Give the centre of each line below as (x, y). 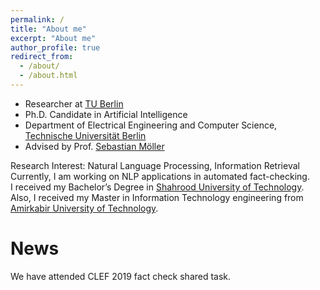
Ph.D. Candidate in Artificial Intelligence (106, 114)
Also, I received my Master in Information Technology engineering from (157, 197)
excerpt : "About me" (53, 38)
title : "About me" (48, 29)
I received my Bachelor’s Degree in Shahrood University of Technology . (157, 187)
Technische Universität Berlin (85, 135)
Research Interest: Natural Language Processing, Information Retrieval (155, 165)
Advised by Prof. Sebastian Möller (94, 146)
